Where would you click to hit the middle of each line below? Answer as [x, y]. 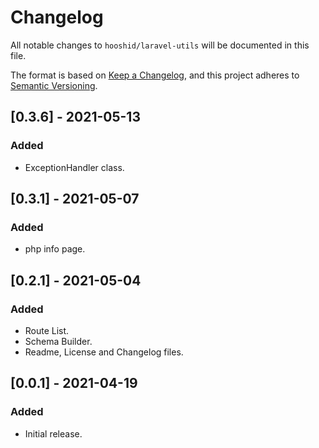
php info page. [55, 249]
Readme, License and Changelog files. [104, 352]
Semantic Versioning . [54, 85]
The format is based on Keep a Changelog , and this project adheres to [155, 75]
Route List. [47, 330]
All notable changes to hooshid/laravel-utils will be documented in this [160, 45]
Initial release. [53, 433]
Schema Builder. [58, 341]
